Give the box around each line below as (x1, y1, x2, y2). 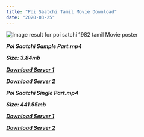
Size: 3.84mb (6, 54, 41, 61)
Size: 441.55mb (6, 100, 46, 108)
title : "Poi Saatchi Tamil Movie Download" (6, 8, 117, 15)
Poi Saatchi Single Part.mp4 (6, 89, 79, 96)
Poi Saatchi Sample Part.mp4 (6, 43, 83, 50)
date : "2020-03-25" (6, 14, 55, 20)
